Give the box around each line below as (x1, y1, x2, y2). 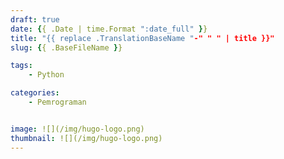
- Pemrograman (28, 97, 87, 107)
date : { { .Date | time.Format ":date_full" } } (10, 24, 208, 34)
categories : (10, 88, 60, 98)
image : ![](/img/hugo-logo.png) (10, 124, 145, 134)
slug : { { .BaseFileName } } (10, 42, 123, 53)
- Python (28, 70, 65, 80)
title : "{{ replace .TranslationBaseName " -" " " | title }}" (10, 33, 275, 43)
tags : (10, 61, 33, 71)
